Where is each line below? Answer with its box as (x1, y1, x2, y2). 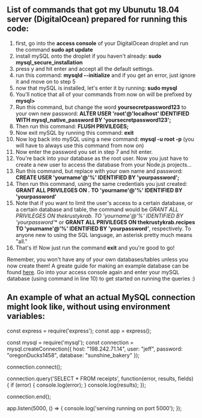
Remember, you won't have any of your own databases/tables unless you (7, 256, 189, 263)
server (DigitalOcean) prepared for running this (7, 14, 188, 25)
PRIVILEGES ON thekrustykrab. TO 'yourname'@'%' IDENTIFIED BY (15, 212, 184, 219)
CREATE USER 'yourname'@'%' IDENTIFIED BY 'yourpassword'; (15, 174, 180, 181)
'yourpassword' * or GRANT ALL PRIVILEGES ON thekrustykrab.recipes (15, 218, 195, 226)
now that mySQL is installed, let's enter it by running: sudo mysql (15, 84, 178, 91)
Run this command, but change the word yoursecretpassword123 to (15, 103, 187, 111)
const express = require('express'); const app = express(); (7, 327, 152, 334)
